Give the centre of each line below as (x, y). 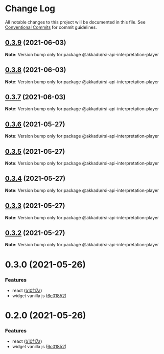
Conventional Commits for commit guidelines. (51, 27)
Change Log (30, 9)
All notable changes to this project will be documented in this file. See (75, 22)
